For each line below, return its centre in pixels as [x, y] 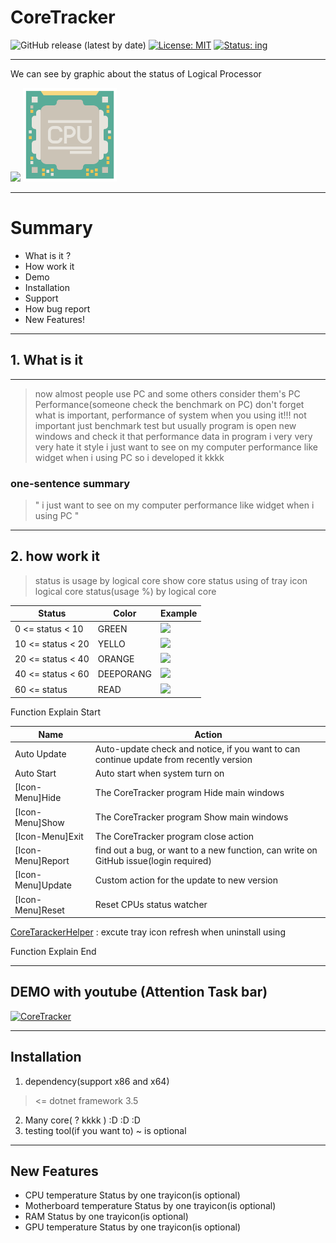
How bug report [57, 308]
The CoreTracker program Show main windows [191, 817]
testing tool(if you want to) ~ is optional [105, 1130]
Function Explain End [53, 952]
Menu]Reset [39, 910]
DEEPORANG [124, 674]
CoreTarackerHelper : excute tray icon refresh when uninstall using [148, 932]
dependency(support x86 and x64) [97, 1081]
